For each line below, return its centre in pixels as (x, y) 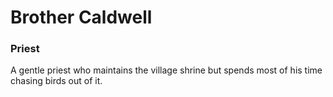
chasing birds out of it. (56, 81)
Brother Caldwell (81, 17)
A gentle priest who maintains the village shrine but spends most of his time (166, 70)
